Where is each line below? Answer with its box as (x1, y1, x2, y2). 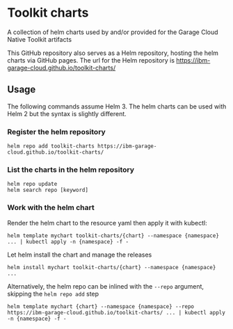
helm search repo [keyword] (7, 186, 89, 194)
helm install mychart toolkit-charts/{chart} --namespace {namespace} (7, 264, 216, 271)
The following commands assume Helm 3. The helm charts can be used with (7, 102, 227, 111)
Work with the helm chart (7, 203, 95, 213)
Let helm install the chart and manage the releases (7, 250, 152, 259)
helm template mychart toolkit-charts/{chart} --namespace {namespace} (7, 232, 219, 239)
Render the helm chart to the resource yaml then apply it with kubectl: (7, 218, 207, 227)
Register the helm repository (7, 127, 106, 136)
